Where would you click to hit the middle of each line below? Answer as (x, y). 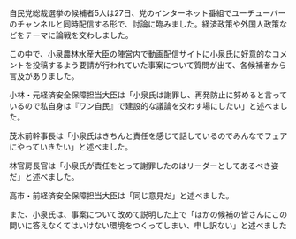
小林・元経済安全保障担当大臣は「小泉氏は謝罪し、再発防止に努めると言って (148, 95)
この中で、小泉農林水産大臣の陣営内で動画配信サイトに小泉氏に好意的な (140, 54)
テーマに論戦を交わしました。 (79, 35)
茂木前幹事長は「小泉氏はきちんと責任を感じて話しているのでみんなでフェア (148, 136)
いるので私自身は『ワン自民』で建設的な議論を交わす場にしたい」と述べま (144, 106)
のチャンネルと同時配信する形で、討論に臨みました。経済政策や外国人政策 (144, 24)
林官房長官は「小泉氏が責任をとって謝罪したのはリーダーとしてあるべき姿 (144, 166)
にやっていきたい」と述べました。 (71, 147)
